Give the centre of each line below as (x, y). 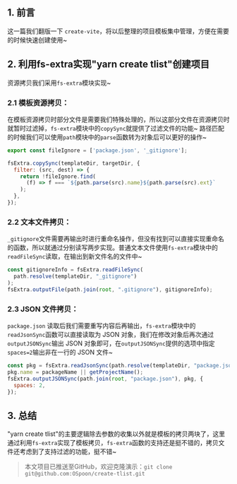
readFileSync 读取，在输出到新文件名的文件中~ (75, 256)
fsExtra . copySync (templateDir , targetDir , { (74, 163)
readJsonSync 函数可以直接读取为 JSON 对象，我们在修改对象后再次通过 (111, 335)
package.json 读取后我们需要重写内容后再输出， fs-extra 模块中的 (102, 326)
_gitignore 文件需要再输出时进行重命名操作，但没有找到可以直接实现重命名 (116, 239)
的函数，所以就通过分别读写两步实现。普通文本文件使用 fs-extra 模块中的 (113, 248)
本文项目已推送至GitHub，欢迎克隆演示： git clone (98, 467)
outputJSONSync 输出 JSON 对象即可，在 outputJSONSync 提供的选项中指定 (111, 343)
